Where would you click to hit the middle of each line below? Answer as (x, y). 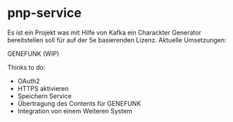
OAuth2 (29, 81)
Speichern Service (44, 96)
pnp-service (44, 13)
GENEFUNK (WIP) (34, 54)
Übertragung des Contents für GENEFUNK (79, 103)
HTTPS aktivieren (43, 88)
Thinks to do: (26, 67)
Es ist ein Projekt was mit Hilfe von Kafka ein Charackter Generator (104, 32)
